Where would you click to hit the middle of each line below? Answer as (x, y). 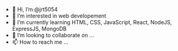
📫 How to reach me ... (40, 42)
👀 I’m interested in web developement (59, 16)
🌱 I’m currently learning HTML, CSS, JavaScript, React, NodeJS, (92, 22)
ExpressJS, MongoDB (39, 29)
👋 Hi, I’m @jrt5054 (35, 9)
